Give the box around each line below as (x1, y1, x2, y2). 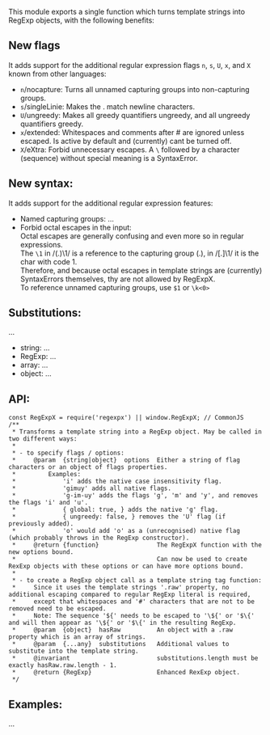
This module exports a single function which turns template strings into (8, 7, 245, 16)
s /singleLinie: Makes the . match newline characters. (19, 101, 196, 112)
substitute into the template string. (8, 647, 139, 656)
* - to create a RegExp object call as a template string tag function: (11, 577, 263, 585)
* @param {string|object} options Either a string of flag (11, 456, 241, 464)
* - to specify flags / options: (11, 449, 125, 458)
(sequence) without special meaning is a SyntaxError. (19, 153, 198, 163)
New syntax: (8, 177, 74, 191)
